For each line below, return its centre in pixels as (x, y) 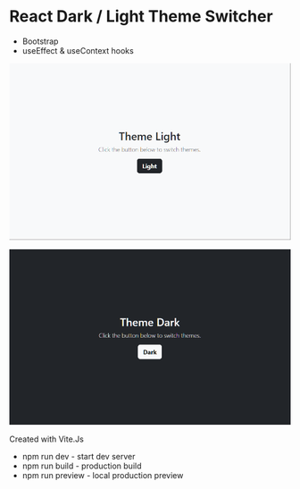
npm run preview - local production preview (103, 476)
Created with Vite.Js (47, 439)
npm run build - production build (82, 466)
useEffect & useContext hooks (78, 50)
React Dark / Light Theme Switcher (142, 17)
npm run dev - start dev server (79, 457)
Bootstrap (40, 41)
